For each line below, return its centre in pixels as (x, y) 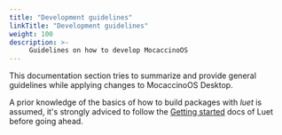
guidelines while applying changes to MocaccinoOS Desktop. (121, 85)
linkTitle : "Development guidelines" (79, 26)
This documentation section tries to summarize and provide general (133, 75)
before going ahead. (47, 122)
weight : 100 (31, 34)
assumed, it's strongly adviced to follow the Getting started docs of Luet (141, 112)
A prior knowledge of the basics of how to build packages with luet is (136, 102)
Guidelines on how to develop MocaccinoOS (109, 51)
